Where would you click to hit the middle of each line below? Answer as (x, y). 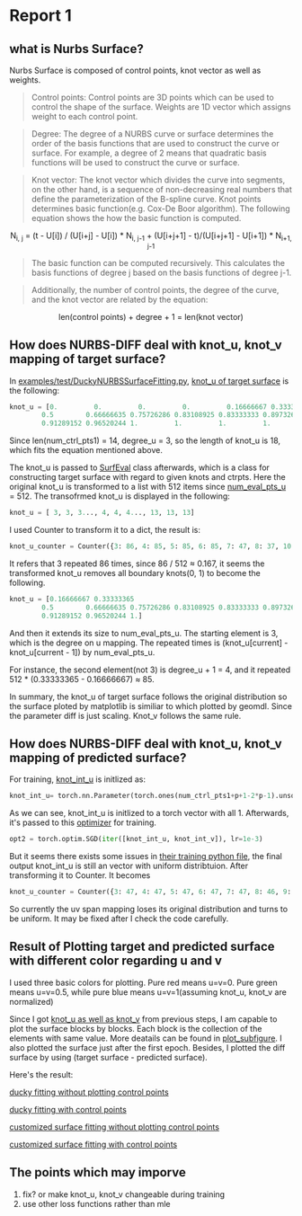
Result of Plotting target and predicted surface (142, 947)
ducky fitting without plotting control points (89, 1092)
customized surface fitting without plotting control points (115, 1127)
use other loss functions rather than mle (96, 1203)
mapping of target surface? (88, 359)
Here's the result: (41, 1074)
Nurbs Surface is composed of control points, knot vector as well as (135, 70)
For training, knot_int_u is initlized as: (78, 779)
